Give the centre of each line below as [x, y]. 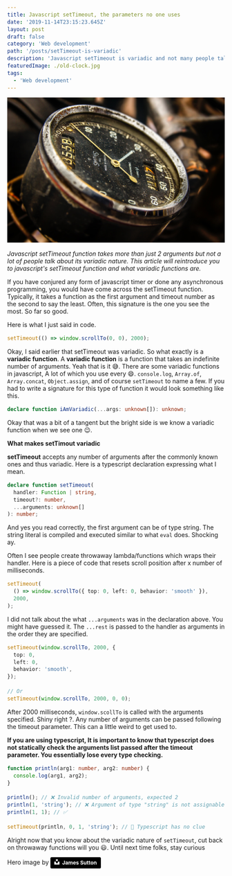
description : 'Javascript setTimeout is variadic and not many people [111, 59]
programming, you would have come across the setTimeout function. [105, 289]
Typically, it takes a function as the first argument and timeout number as [111, 297]
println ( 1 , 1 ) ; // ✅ [37, 812]
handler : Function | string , [55, 492]
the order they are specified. [48, 633]
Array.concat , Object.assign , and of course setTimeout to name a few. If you [116, 381]
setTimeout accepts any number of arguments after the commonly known [113, 457]
